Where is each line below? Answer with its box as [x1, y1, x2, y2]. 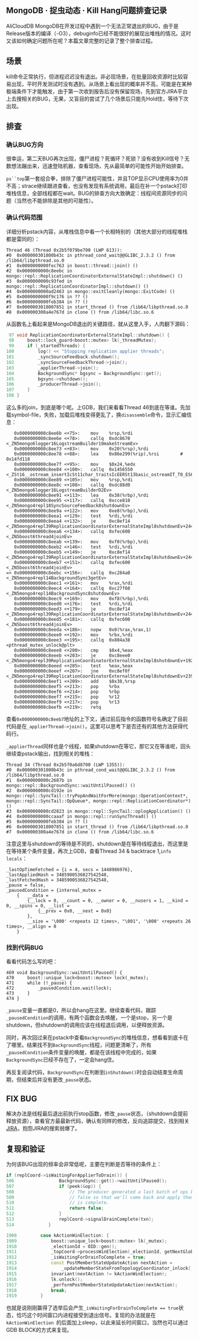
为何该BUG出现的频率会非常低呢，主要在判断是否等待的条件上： [6, 1161, 162, 1168]
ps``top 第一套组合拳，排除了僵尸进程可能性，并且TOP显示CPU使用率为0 [6, 175, 184, 182]
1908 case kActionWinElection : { [6, 1232, 110, 1239]
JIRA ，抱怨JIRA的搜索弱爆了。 [6, 1125, 81, 1132]
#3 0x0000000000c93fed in [6, 278, 72, 284]
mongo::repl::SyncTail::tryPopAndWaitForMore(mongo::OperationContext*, [6, 793, 189, 799]
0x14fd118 [6, 457, 31, 462]
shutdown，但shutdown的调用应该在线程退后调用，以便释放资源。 [6, 1021, 168, 1029]
